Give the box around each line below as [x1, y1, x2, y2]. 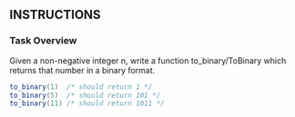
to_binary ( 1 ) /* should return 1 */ [9, 82, 153, 92]
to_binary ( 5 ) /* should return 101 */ [9, 91, 161, 100]
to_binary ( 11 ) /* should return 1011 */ [9, 99, 166, 108]
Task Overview [9, 34, 77, 47]
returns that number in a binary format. [9, 64, 156, 75]
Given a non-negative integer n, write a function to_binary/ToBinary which [9, 54, 287, 66]
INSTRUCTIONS [9, 7, 102, 23]
